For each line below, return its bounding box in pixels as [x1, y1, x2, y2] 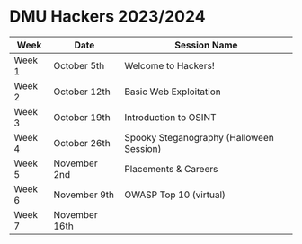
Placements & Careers [124, 162, 218, 175]
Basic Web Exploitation [124, 85, 222, 98]
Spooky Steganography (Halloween [124, 131, 274, 144]
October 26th [53, 136, 111, 149]
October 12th [53, 85, 111, 98]
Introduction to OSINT [124, 110, 217, 123]
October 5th [53, 59, 105, 72]
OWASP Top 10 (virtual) [124, 188, 226, 201]
